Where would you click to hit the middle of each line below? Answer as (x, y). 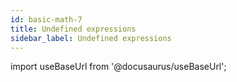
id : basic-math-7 (46, 19)
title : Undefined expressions (73, 29)
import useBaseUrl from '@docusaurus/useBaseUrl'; (118, 67)
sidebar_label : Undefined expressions (91, 38)
